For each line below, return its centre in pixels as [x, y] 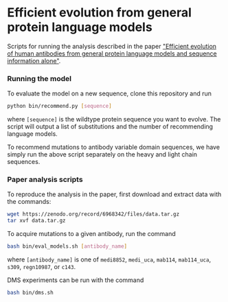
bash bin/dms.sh [30, 293]
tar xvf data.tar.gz [37, 221]
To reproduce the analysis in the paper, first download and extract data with [114, 194]
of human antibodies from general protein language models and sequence [112, 54]
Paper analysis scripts [45, 180]
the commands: [29, 202]
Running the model [39, 78]
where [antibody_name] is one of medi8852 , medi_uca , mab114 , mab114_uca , [109, 259]
